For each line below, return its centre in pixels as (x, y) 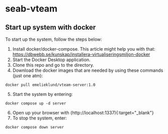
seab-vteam (31, 9)
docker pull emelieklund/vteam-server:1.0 (50, 85)
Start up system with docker (51, 27)
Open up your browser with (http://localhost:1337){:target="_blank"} (83, 113)
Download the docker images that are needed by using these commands (88, 70)
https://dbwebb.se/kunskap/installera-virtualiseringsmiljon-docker (81, 54)
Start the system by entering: (43, 94)
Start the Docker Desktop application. (51, 60)
